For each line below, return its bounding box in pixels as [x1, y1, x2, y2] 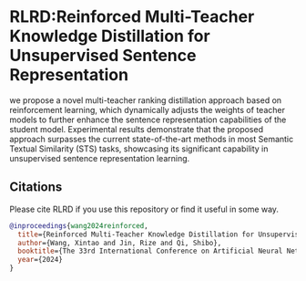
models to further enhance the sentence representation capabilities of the [9, 114, 287, 125]
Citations [9, 180, 63, 195]
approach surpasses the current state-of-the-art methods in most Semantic [9, 133, 294, 144]
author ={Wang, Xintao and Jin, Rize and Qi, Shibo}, [17, 238, 222, 247]
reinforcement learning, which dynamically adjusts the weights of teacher [9, 104, 285, 115]
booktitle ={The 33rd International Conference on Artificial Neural [17, 246, 283, 256]
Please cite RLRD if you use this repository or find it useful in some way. [9, 203, 280, 214]
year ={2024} [17, 255, 64, 265]
